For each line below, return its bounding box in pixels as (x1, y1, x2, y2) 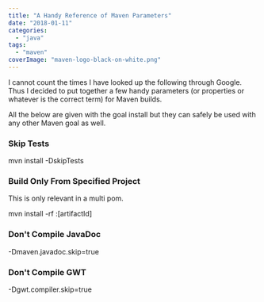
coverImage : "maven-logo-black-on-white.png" (8, 56, 161, 64)
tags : (8, 41, 26, 49)
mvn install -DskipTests (8, 156, 85, 166)
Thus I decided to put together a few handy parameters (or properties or (8, 86, 244, 95)
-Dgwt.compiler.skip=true (8, 285, 93, 294)
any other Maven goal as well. (8, 118, 106, 128)
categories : (8, 26, 48, 34)
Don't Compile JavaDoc (8, 229, 101, 240)
